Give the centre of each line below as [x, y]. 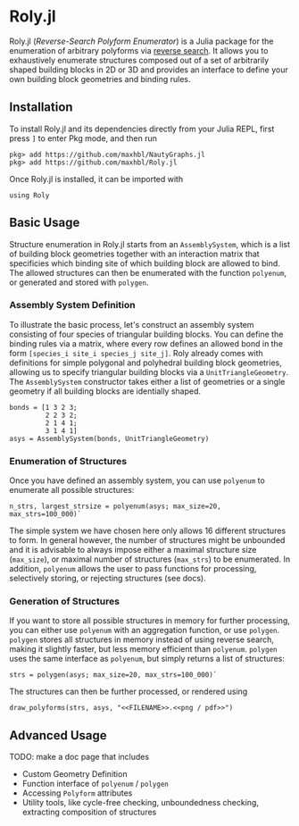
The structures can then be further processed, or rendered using [129, 692]
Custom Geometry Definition [75, 774]
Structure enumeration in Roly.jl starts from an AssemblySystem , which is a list [150, 244]
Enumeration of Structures [68, 461]
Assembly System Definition [72, 305]
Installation [41, 108]
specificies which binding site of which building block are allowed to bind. [145, 263]
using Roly [29, 195]
